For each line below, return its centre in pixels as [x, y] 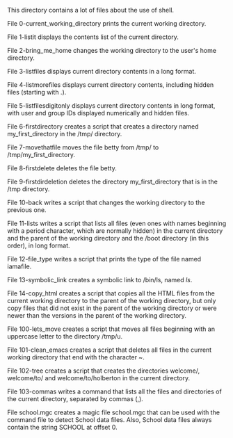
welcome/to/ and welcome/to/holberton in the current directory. [99, 378]
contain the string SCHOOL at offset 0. [63, 427]
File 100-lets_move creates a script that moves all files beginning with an [111, 329]
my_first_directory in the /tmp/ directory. [65, 134]
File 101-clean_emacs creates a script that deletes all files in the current [110, 350]
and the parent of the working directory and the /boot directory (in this [108, 238]
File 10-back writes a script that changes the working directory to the [106, 202]
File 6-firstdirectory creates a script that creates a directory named [103, 127]
